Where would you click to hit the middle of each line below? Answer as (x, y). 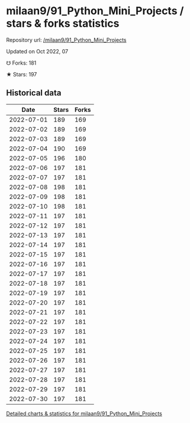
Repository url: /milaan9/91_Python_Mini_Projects (66, 40)
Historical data (34, 93)
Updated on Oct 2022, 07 (37, 51)
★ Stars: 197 (22, 74)
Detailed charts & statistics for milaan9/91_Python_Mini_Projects (84, 414)
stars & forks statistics (63, 23)
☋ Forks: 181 (21, 63)
